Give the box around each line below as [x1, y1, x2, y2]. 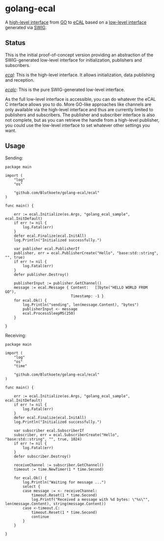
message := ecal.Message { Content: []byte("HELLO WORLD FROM [14, 285, 148, 290]
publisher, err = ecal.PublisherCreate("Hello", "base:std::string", [14, 251, 159, 255]
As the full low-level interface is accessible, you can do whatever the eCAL [5, 96, 156, 102]
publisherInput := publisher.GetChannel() [14, 281, 102, 286]
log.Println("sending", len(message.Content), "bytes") [23, 302, 139, 307]
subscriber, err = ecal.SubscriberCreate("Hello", [14, 432, 119, 437]
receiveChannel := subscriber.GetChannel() [14, 462, 104, 468]
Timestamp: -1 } [70, 293, 104, 298]
